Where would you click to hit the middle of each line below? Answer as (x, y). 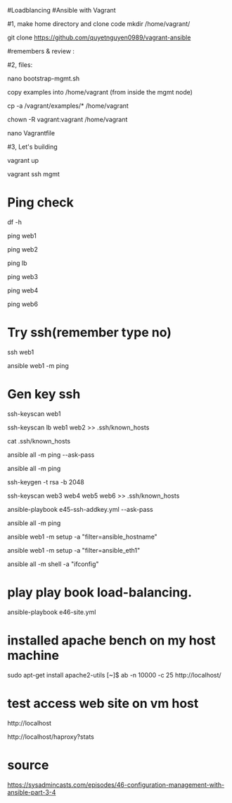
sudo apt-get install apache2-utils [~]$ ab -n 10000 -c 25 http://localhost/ (114, 675)
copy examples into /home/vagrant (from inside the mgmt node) (100, 92)
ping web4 (23, 290)
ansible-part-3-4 (32, 792)
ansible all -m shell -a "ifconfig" (53, 564)
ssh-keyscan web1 (34, 413)
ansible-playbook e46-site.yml (52, 612)
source (28, 765)
